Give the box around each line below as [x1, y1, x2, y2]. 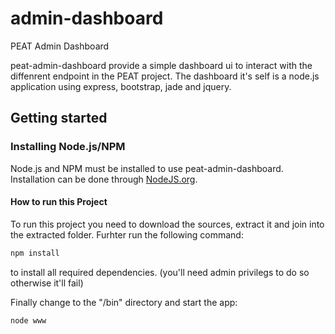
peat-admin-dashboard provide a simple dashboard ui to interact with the [10, 59, 313, 71]
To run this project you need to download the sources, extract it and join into [10, 218, 325, 230]
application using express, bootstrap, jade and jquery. [10, 80, 232, 92]
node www [10, 315, 47, 326]
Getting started [10, 110, 108, 127]
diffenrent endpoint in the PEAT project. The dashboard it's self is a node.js [10, 70, 320, 82]
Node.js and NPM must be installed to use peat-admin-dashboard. [10, 162, 284, 174]
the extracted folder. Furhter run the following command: [10, 228, 244, 241]
